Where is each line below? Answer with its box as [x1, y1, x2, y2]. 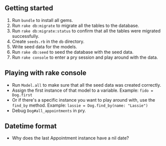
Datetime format [4, 122, 57, 131]
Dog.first [11, 92, 33, 98]
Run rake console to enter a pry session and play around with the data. [11, 54, 158, 60]
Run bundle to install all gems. [11, 17, 73, 23]
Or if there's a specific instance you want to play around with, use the [11, 97, 155, 103]
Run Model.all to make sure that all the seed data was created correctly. [11, 82, 161, 88]
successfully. [11, 33, 39, 39]
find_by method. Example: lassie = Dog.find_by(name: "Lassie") [11, 102, 148, 108]
